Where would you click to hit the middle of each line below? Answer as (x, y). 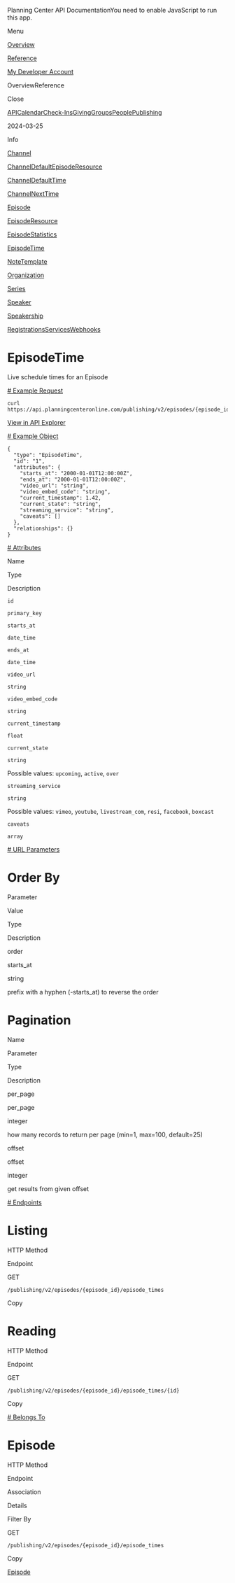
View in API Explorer (37, 422)
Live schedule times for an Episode (58, 377)
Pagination (39, 1020)
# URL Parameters (34, 849)
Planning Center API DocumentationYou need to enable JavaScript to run (112, 10)
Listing (28, 1230)
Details (17, 1505)
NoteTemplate (27, 261)
